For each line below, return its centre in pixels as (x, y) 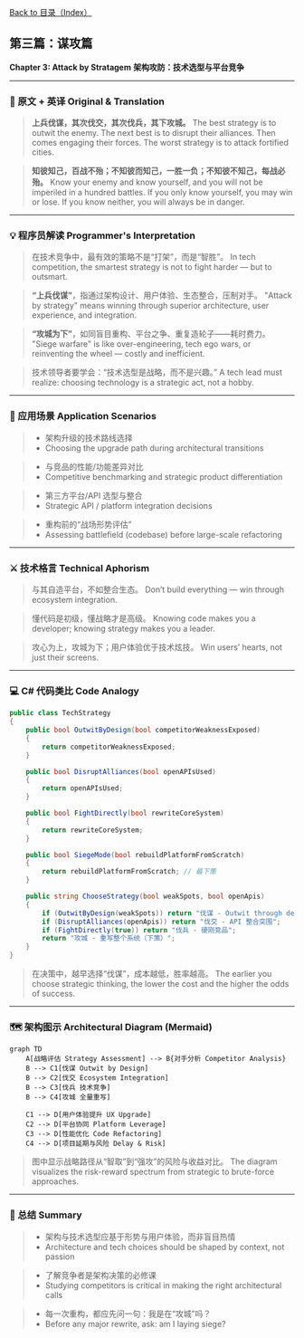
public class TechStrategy (60, 713)
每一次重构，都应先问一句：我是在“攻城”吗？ (128, 1314)
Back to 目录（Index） (51, 12)
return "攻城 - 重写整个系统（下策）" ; (109, 939)
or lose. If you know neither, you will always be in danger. (138, 202)
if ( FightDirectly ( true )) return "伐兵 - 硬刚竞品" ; (139, 930)
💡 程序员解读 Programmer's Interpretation (103, 235)
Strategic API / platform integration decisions (128, 505)
